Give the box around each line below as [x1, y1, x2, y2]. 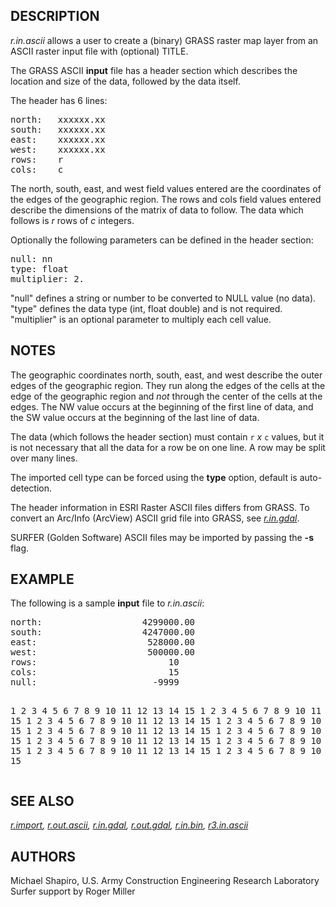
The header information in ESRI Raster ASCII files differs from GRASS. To [10, 501, 310, 513]
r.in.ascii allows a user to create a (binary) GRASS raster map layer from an [10, 34, 319, 46]
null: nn [10, 253, 53, 264]
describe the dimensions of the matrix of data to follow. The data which [10, 204, 304, 216]
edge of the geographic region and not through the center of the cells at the [10, 390, 323, 402]
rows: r [10, 154, 64, 165]
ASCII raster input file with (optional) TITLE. [10, 45, 189, 57]
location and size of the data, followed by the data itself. [10, 75, 241, 87]
